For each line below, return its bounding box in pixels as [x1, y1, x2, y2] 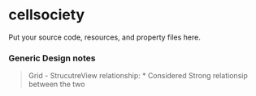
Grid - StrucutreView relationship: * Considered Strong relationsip [28, 71, 248, 81]
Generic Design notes [8, 52, 96, 64]
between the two [28, 79, 85, 90]
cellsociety [8, 6, 85, 24]
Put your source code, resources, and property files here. [8, 32, 201, 42]
